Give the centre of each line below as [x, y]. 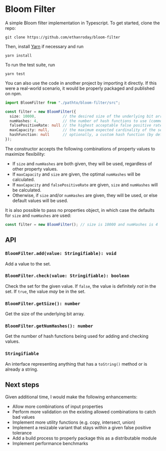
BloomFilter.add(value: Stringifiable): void [61, 254]
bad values [23, 417]
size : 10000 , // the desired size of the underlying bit [82, 116]
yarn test [15, 74]
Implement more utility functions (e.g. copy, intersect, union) [74, 422]
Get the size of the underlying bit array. [45, 314]
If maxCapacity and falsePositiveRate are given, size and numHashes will [85, 185]
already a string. [22, 369]
